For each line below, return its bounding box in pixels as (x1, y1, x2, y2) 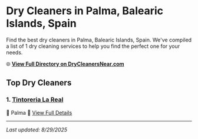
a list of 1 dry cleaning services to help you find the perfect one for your (6, 43, 180, 50)
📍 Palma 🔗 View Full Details (6, 109, 72, 116)
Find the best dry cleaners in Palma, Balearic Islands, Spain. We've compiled (6, 36, 192, 43)
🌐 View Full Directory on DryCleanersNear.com (6, 60, 125, 67)
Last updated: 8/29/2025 (6, 126, 68, 133)
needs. (6, 49, 23, 56)
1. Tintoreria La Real (6, 96, 64, 104)
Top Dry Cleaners (6, 78, 72, 88)
